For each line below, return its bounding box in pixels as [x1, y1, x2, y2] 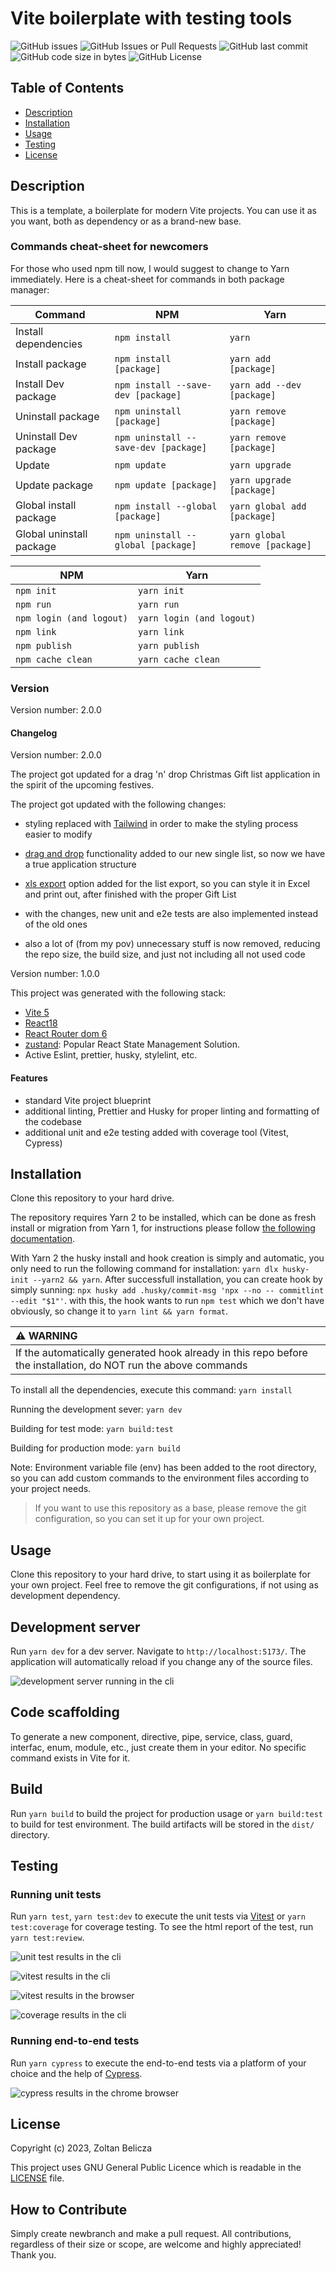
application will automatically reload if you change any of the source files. [10, 1656, 313, 1667]
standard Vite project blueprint [24, 1094, 152, 1106]
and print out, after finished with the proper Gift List [24, 888, 237, 901]
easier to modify [24, 828, 93, 841]
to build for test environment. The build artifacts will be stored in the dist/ [10, 1818, 315, 1830]
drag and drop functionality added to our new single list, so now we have [24, 848, 326, 860]
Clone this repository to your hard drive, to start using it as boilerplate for [10, 1568, 311, 1581]
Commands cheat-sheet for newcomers [10, 240, 209, 254]
